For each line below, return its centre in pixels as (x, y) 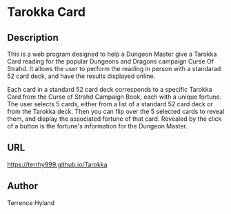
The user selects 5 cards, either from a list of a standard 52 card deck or (110, 104)
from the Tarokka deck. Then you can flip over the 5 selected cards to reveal (116, 111)
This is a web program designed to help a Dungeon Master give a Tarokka (112, 54)
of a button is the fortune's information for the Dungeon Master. (98, 126)
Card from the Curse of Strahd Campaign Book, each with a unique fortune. (114, 97)
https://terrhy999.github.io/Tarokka (57, 164)
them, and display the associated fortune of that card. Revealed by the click (114, 119)
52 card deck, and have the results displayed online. (81, 76)
